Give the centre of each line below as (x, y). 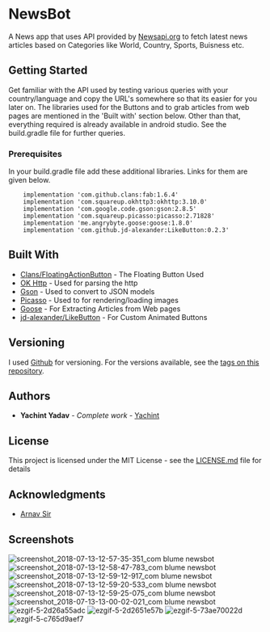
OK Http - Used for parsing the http (79, 283)
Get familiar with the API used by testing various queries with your (118, 90)
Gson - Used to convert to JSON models (87, 291)
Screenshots (41, 539)
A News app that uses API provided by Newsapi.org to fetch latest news (128, 36)
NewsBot (40, 14)
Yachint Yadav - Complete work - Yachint (90, 415)
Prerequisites (35, 154)
